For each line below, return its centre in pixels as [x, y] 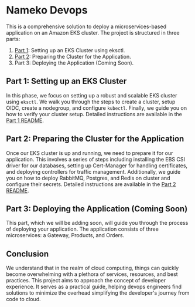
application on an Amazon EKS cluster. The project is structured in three [93, 32]
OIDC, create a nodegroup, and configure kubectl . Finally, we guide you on [97, 108]
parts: [13, 39]
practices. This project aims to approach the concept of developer [86, 281]
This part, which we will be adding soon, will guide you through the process [97, 223]
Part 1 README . [25, 120]
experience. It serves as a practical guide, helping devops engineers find [94, 287]
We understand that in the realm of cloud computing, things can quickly [93, 268]
